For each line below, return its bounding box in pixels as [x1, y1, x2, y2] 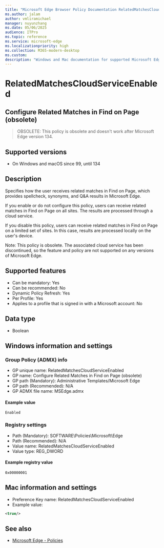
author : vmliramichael [5, 16, 51, 21]
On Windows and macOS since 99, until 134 [12, 161, 101, 167]
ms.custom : [5, 52, 27, 58]
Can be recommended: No [12, 285, 66, 291]
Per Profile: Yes [12, 295, 43, 301]
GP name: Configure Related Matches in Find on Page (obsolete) [12, 373, 143, 379]
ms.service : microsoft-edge [5, 39, 62, 44]
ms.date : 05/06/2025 [5, 25, 47, 30]
